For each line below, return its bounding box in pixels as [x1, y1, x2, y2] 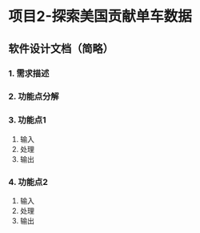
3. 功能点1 [8, 114, 46, 126]
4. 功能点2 [8, 176, 48, 187]
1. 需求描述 [8, 67, 50, 78]
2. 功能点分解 [8, 91, 59, 102]
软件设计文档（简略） [8, 42, 114, 55]
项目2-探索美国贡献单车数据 [8, 7, 192, 26]
